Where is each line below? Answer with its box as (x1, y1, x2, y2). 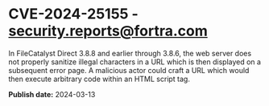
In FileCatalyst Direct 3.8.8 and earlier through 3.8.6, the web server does (8, 48, 252, 58)
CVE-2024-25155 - (8, 5, 139, 23)
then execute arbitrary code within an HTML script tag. (8, 74, 191, 84)
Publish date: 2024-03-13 (8, 89, 96, 99)
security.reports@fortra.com (8, 22, 208, 40)
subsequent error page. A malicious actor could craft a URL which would (8, 65, 250, 75)
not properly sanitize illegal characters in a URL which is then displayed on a (8, 57, 262, 67)
